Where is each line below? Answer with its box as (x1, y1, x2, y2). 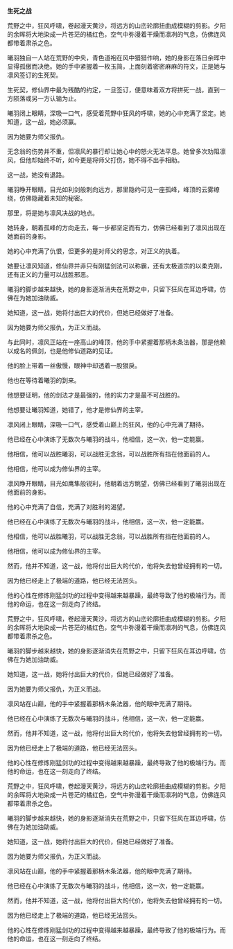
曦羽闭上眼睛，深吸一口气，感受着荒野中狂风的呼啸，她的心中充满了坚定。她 (7, 109, 226, 117)
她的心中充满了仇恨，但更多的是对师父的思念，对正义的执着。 (7, 247, 184, 255)
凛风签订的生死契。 (7, 71, 62, 79)
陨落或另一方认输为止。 (12, 94, 80, 103)
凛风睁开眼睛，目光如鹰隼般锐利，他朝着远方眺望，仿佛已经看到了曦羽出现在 (7, 479, 226, 488)
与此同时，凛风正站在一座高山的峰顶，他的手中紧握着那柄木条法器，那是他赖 (7, 338, 226, 346)
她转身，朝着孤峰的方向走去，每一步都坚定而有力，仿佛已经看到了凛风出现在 (7, 223, 226, 232)
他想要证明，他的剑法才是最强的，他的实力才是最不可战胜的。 (7, 391, 184, 399)
